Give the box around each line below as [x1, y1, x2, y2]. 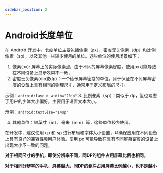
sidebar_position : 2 [5, 7, 47, 12]
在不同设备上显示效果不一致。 [12, 70, 72, 75]
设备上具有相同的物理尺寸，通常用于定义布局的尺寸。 [21, 82, 128, 88]
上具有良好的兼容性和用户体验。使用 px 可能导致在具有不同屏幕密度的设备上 [5, 136, 158, 142]
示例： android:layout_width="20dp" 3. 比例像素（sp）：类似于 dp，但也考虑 [5, 92, 157, 98]
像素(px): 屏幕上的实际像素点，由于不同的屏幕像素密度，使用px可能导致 [12, 63, 157, 69]
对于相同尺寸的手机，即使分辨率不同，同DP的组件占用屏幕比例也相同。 [5, 152, 148, 158]
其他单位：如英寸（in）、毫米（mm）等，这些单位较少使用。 [12, 119, 133, 125]
